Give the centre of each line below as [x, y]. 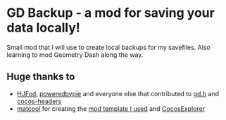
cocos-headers [39, 101]
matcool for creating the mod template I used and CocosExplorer [111, 108]
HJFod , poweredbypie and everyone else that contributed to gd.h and [118, 93]
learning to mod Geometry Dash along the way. [75, 55]
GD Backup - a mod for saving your [111, 13]
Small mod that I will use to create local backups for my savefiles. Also [108, 47]
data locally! [43, 28]
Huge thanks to [41, 77]
